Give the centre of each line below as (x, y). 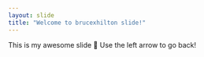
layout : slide (32, 15)
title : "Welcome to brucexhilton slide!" (77, 23)
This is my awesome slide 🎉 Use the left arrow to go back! (102, 45)
